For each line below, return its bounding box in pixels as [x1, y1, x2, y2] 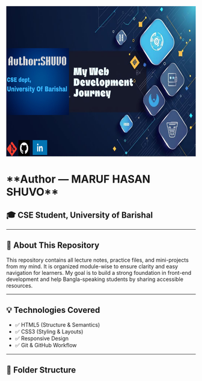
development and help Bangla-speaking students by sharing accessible [6, 276, 183, 283]
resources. [6, 282, 33, 289]
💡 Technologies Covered [6, 305, 100, 315]
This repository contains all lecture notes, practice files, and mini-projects [6, 256, 189, 263]
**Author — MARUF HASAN [6, 172, 151, 186]
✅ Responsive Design [14, 335, 69, 342]
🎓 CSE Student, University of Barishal [6, 210, 153, 220]
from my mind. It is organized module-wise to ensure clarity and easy [6, 262, 179, 270]
